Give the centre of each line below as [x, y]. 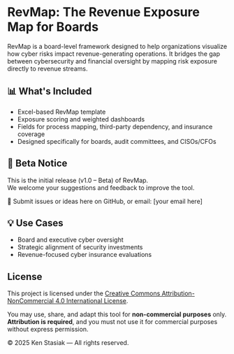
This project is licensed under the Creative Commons [84, 293]
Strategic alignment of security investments [80, 247]
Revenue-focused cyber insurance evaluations [85, 255]
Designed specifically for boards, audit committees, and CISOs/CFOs [117, 141]
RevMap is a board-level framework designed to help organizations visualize [117, 46]
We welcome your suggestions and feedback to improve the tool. [101, 187]
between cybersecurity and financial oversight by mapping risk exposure [112, 61]
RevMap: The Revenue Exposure [104, 12]
